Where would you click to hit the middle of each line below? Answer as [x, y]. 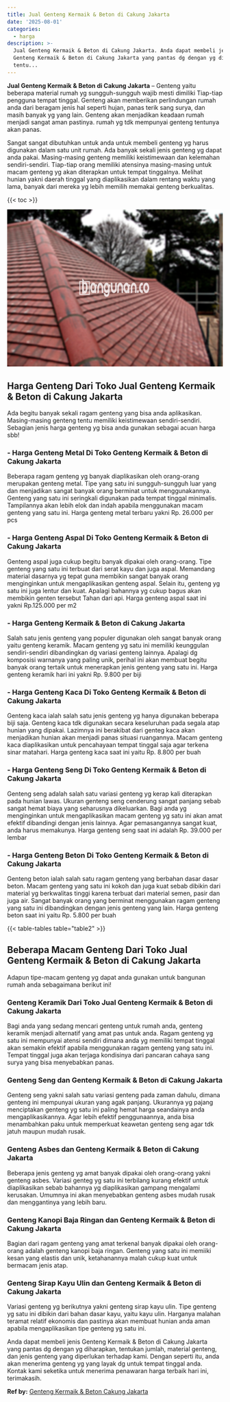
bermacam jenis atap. [38, 1265]
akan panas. [24, 129]
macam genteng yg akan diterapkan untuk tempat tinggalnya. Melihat [105, 172]
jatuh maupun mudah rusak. [47, 1131]
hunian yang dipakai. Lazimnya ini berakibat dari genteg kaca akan [101, 731]
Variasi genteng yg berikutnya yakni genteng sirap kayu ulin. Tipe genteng [112, 1307]
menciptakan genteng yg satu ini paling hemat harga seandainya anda [106, 1110]
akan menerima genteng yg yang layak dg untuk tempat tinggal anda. [105, 1364]
